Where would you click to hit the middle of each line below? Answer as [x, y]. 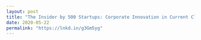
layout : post [22, 11]
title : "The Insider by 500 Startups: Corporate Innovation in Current [97, 17]
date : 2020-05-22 [28, 22]
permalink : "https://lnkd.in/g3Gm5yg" [54, 28]
